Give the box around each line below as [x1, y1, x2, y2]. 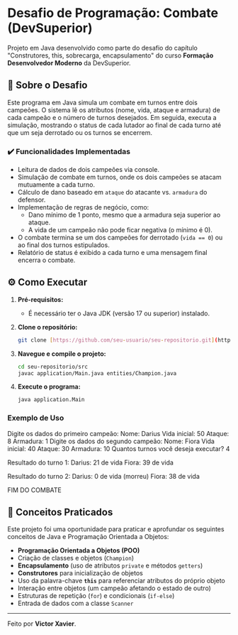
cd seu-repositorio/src [17, 363, 89, 370]
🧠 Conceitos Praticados [7, 506, 113, 519]
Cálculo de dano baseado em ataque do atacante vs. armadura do [17, 188, 208, 197]
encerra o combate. [17, 256, 76, 264]
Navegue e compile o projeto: [17, 349, 106, 358]
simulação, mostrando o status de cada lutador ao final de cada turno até [7, 121, 222, 129]
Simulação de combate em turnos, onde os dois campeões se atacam [17, 173, 222, 182]
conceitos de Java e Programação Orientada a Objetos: [7, 533, 169, 541]
